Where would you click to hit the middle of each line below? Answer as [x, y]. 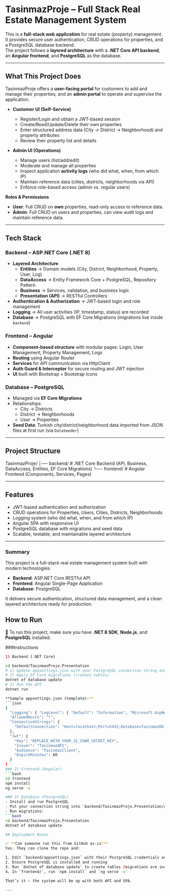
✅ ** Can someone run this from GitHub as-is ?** [57, 844]
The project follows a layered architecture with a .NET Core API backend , [83, 50]
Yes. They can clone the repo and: [43, 848]
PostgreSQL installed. [28, 638]
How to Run [24, 620]
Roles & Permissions [27, 197]
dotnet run [17, 689]
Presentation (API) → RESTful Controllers [64, 296]
